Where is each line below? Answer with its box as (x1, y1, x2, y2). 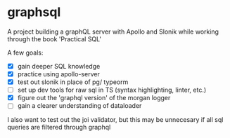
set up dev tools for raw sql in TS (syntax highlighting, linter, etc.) (17, 85, 207, 95)
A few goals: (7, 48, 44, 57)
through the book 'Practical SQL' (7, 34, 102, 43)
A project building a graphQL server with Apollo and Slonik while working (7, 27, 219, 36)
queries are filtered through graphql (7, 123, 111, 132)
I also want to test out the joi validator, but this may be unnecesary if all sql (7, 116, 224, 124)
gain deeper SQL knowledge (17, 62, 101, 70)
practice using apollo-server (17, 70, 100, 78)
